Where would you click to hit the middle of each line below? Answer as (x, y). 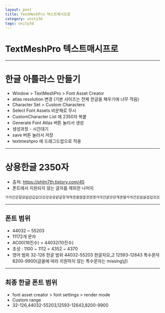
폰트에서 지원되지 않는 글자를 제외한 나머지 (53, 188)
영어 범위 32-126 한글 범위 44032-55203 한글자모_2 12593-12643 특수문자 (86, 255)
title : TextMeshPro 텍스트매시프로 (38, 14)
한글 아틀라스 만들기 (43, 79)
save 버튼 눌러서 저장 (33, 135)
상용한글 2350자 (37, 168)
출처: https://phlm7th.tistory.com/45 (48, 182)
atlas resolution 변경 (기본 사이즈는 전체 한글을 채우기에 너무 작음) (76, 99)
